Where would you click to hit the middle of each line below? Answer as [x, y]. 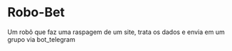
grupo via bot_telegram [42, 39]
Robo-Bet [36, 12]
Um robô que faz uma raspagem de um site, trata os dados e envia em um [116, 32]
